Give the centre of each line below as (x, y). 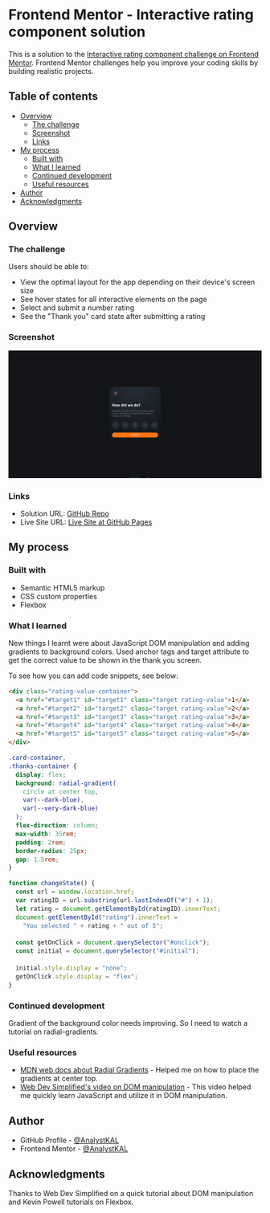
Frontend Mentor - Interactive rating (131, 15)
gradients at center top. (59, 1079)
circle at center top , (61, 792)
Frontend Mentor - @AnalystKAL (74, 1149)
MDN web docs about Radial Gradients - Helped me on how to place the (139, 1070)
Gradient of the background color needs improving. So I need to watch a (128, 1023)
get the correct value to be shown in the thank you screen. (105, 660)
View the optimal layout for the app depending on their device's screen (137, 282)
